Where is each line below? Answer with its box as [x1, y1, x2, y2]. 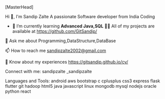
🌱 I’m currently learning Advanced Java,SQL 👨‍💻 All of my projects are [12, 23, 155, 29]
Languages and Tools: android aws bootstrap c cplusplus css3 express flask [5, 78, 161, 84]
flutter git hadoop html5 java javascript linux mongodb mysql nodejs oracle [5, 83, 157, 89]
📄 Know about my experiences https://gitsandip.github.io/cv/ [5, 59, 129, 65]
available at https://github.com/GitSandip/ [12, 28, 98, 34]
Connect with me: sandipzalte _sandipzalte [5, 69, 92, 74]
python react [5, 88, 31, 94]
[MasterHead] [5, 4, 33, 10]
